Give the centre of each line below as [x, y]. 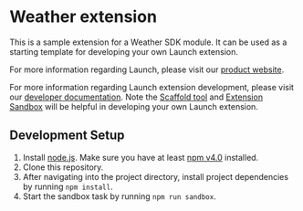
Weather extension [84, 17]
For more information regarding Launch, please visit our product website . [147, 69]
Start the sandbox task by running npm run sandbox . [119, 196]
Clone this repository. [63, 167]
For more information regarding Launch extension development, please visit [152, 87]
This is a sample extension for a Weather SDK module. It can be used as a [148, 42]
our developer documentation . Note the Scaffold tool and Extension [136, 97]
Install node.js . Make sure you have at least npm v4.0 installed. [141, 157]
